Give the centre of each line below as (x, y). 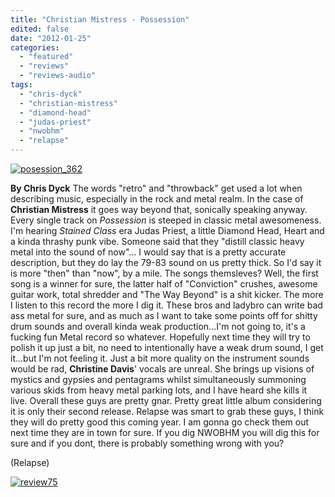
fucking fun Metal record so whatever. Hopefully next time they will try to (160, 337)
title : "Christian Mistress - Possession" (100, 19)
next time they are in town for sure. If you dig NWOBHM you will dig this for (165, 432)
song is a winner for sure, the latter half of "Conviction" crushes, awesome (164, 284)
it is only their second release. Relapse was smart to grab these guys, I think (167, 411)
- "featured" (46, 57)
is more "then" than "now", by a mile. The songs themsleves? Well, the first (164, 273)
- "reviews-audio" (58, 76)
